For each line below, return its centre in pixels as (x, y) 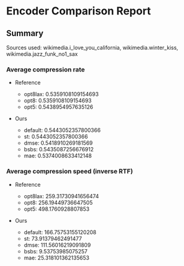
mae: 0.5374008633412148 (58, 156)
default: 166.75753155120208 (60, 232)
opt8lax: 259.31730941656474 (61, 196)
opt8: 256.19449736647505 (58, 202)
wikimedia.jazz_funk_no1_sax (42, 54)
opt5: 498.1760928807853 (57, 209)
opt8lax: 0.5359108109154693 (61, 94)
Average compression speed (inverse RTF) (70, 171)
